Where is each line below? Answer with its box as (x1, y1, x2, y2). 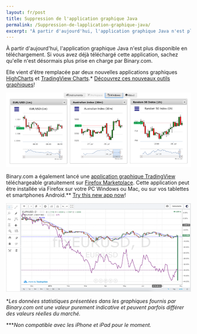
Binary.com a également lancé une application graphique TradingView (6, 173, 176, 180)
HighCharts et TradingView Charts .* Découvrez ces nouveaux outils (6, 75, 171, 82)
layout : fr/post (6, 9, 46, 15)
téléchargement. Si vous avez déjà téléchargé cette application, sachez (6, 51, 178, 58)
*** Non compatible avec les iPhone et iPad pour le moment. (6, 322, 151, 329)
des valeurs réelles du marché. (6, 310, 81, 317)
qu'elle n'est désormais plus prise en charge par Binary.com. (6, 58, 153, 65)
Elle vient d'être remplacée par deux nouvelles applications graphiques (6, 69, 178, 76)
